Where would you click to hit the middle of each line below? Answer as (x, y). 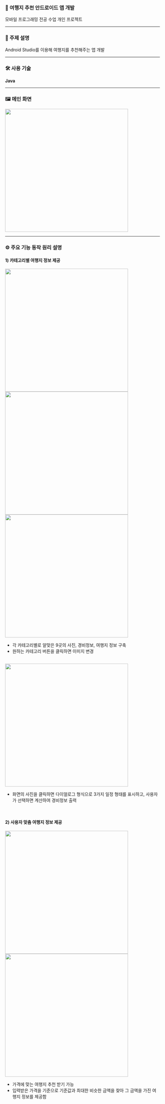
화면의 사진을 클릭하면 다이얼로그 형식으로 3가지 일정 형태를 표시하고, (78, 794)
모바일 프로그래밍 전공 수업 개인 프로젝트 (44, 19)
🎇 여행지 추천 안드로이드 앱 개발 (40, 7)
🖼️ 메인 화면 (18, 99)
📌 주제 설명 (17, 38)
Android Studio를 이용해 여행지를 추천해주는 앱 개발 (55, 50)
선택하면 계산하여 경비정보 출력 (47, 801)
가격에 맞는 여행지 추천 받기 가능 (43, 1084)
